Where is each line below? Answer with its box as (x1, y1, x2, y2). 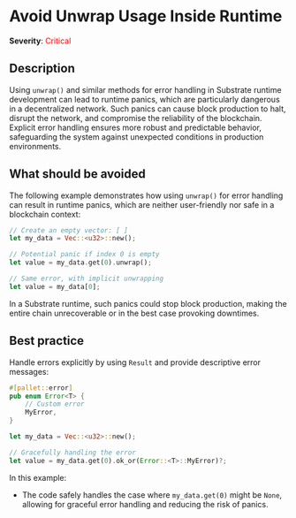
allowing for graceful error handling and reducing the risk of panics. (21, 499, 269, 509)
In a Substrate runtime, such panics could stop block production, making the (9, 298, 287, 309)
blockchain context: (9, 209, 81, 219)
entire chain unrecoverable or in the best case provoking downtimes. (9, 308, 260, 318)
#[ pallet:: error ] (9, 383, 73, 392)
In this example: (9, 472, 67, 483)
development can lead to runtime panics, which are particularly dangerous (9, 94, 280, 104)
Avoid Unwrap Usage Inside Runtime (9, 6, 283, 27)
